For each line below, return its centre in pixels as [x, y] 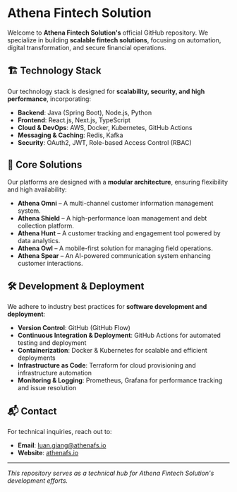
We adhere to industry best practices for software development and [107, 307]
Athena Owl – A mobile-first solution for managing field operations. [115, 248]
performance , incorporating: [49, 99]
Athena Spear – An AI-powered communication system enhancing [114, 255]
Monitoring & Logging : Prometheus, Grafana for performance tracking [120, 380]
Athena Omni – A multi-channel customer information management [115, 203]
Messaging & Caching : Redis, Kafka [70, 135]
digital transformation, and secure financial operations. [87, 47]
